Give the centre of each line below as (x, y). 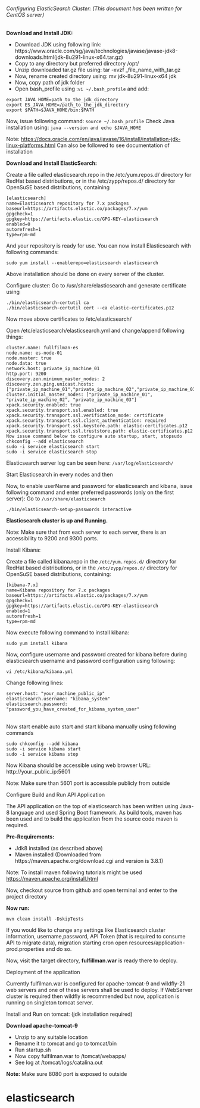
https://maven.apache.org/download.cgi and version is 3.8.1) (89, 861)
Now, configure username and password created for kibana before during (97, 655)
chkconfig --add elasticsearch (45, 442)
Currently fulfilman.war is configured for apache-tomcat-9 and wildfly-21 (96, 984)
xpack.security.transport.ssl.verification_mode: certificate (85, 416)
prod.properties (25, 949)
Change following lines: (35, 683)
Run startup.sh (33, 1050)
